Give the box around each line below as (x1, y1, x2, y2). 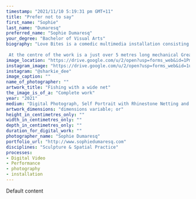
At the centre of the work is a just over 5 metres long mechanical (8, 52, 179, 58)
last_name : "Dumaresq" (6, 25, 61, 31)
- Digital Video (6, 155, 45, 161)
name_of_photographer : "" (6, 79, 69, 85)
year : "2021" (6, 95, 38, 101)
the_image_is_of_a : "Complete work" (6, 90, 95, 96)
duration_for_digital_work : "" (6, 128, 82, 134)
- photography (6, 166, 41, 172)
